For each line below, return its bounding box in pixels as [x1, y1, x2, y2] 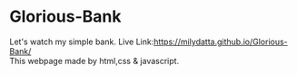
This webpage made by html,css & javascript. [9, 55, 180, 66]
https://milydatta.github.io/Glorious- [153, 36, 288, 47]
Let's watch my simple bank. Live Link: [9, 36, 154, 47]
